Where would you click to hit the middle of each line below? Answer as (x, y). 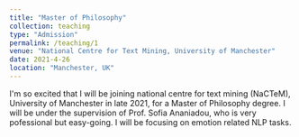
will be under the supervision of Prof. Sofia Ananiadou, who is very (133, 113)
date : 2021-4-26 (40, 59)
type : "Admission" (44, 34)
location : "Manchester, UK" (62, 68)
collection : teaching (50, 26)
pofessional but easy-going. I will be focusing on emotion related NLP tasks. (150, 122)
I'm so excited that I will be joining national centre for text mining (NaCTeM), (150, 93)
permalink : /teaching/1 (54, 43)
